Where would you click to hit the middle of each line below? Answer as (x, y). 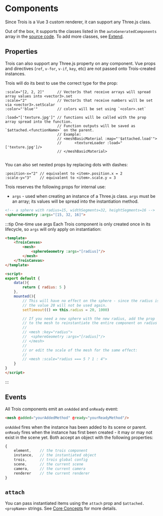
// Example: (69, 134)
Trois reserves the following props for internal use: (55, 187)
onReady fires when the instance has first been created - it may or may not (79, 432)
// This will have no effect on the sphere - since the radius (88, 301)
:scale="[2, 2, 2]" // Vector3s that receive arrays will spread (78, 92)
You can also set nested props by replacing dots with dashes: (66, 164)
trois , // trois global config (51, 460)
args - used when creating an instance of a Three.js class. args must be (84, 196)
